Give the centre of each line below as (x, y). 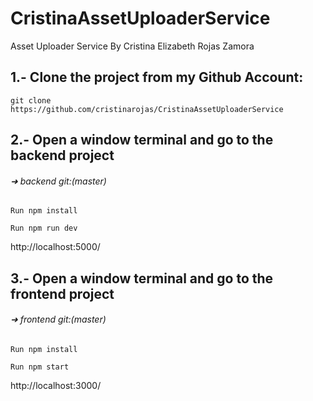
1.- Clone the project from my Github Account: (157, 77)
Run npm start (40, 367)
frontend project (62, 293)
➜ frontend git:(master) (58, 319)
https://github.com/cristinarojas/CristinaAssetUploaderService (147, 109)
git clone (31, 100)
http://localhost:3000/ (56, 385)
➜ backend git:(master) (58, 181)
